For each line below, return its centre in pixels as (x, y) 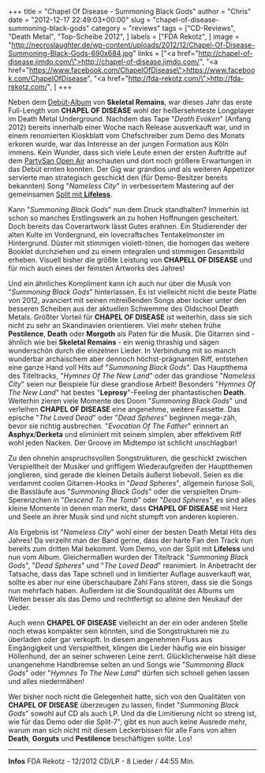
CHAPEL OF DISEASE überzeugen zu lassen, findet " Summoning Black (123, 705)
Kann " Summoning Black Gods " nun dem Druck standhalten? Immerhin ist (129, 209)
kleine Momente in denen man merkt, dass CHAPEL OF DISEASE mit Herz (128, 508)
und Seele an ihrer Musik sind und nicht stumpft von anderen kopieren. (123, 517)
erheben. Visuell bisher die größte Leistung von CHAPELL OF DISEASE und (130, 260)
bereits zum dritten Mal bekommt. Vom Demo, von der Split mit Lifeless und (131, 549)
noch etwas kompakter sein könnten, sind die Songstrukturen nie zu (119, 631)
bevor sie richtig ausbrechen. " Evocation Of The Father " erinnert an (118, 426)
